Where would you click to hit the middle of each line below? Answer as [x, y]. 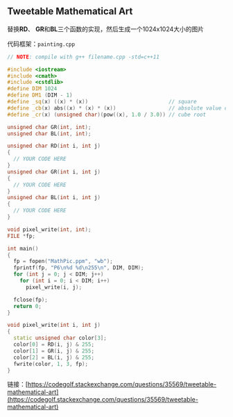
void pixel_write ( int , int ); [49, 229]
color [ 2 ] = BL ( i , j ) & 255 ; [54, 357]
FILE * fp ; [21, 236]
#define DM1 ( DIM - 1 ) [40, 95]
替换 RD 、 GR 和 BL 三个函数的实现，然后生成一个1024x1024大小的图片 [106, 29]
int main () [23, 248]
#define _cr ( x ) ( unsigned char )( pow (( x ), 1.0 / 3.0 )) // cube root [107, 114]
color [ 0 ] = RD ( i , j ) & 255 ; [54, 345]
